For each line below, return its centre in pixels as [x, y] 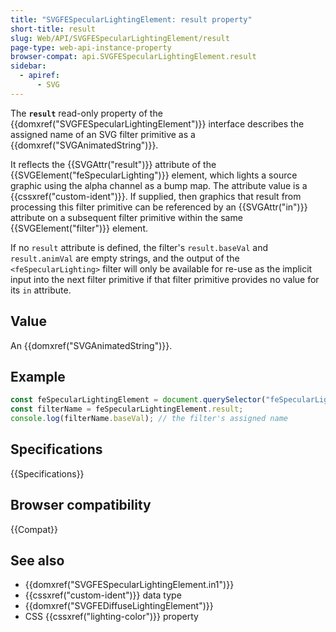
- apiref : [39, 76]
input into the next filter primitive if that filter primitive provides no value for [165, 279]
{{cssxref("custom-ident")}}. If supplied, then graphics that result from [156, 196]
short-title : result [53, 29]
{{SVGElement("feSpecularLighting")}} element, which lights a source [154, 175]
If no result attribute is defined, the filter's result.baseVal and [139, 247]
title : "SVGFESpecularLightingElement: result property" [131, 19]
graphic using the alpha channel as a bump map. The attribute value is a [159, 185]
